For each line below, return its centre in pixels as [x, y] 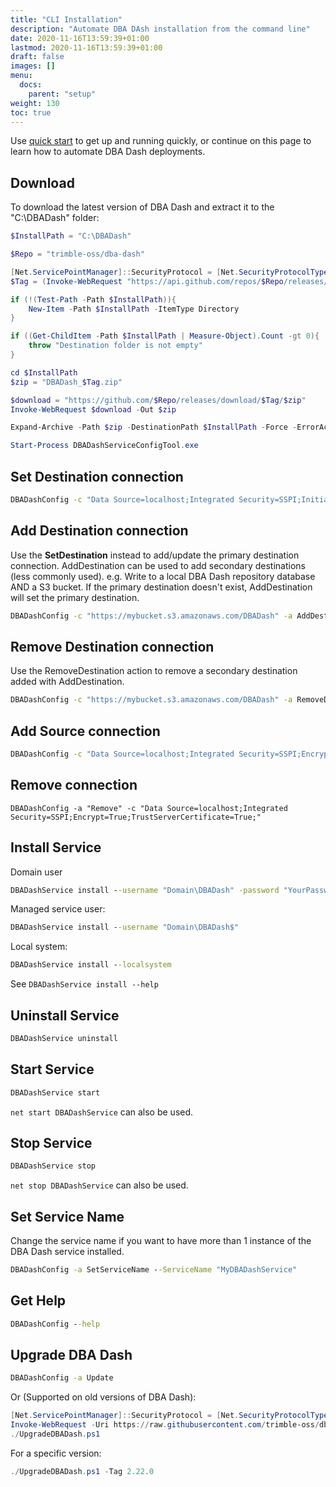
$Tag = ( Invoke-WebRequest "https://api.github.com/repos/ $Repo [147, 281]
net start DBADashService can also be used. [102, 1112]
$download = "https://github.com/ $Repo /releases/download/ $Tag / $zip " [158, 400]
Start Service [52, 1069]
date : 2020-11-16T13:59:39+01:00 [80, 38]
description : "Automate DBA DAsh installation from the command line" [160, 29]
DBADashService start [55, 1092]
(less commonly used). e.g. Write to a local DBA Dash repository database [163, 576]
